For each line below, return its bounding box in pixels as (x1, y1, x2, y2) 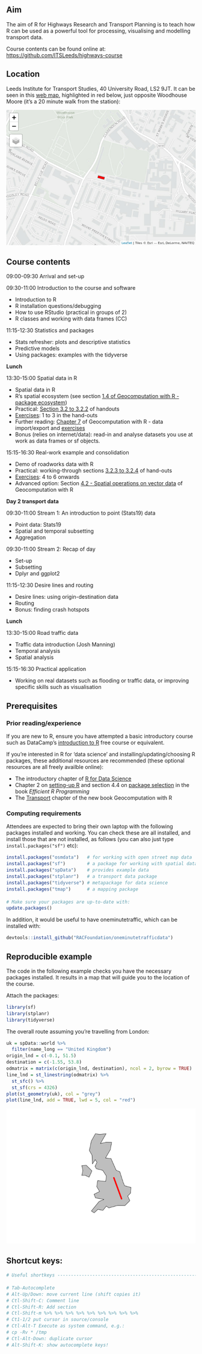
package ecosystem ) (14, 399, 67, 406)
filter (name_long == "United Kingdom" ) (11, 1046, 112, 1053)
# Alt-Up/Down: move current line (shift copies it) (6, 1291, 141, 1297)
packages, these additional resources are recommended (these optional (6, 757, 185, 764)
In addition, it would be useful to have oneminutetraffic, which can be (6, 916, 178, 924)
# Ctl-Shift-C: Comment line (6, 1297, 79, 1303)
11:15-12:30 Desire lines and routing (6, 581, 94, 589)
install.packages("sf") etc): (6, 842, 79, 850)
